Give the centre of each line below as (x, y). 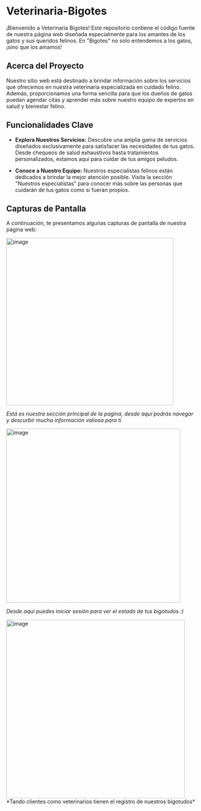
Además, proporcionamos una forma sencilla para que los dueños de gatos (99, 93)
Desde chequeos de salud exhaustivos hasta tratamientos (87, 153)
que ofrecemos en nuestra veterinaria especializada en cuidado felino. (94, 87)
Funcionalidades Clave (50, 125)
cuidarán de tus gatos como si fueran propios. (72, 190)
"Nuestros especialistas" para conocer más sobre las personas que (98, 183)
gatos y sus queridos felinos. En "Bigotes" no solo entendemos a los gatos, (99, 40)
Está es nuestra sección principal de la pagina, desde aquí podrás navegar (100, 414)
